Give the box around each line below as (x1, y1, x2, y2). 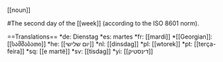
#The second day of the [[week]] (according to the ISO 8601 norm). (7, 19, 200, 27)
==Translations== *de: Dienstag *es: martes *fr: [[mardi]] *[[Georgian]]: (7, 32, 213, 41)
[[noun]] (7, 6, 31, 14)
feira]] (7, 48, 25, 55)
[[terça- (194, 40, 216, 48)
